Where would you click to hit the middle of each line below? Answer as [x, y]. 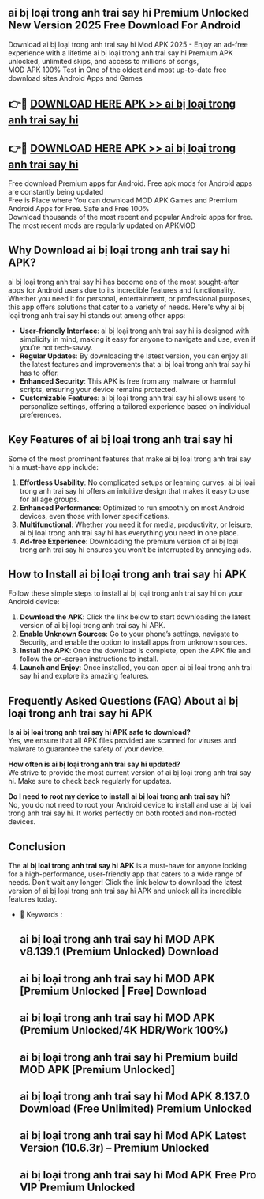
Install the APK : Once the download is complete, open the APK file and [135, 651]
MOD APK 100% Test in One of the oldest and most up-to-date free [117, 70]
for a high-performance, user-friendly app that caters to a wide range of [125, 874]
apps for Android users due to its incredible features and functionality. [122, 290]
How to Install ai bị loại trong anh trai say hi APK [127, 575]
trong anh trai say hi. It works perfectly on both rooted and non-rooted [122, 813]
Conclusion [37, 847]
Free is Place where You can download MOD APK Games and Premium [123, 200]
